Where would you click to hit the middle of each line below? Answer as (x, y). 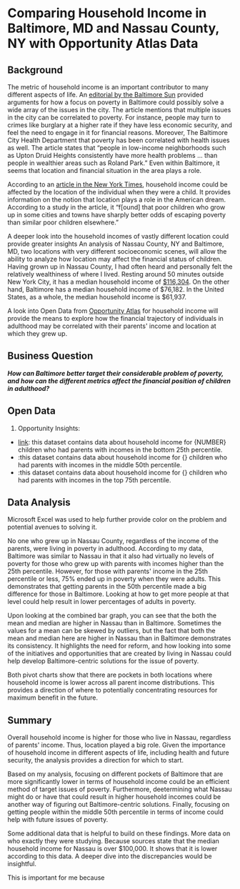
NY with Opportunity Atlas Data (103, 44)
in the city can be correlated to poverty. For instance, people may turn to (114, 117)
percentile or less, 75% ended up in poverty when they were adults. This (114, 579)
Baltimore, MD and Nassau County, (113, 28)
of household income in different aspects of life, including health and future (119, 753)
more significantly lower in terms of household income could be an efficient (119, 782)
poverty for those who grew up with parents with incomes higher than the (116, 564)
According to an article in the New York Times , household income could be (117, 184)
